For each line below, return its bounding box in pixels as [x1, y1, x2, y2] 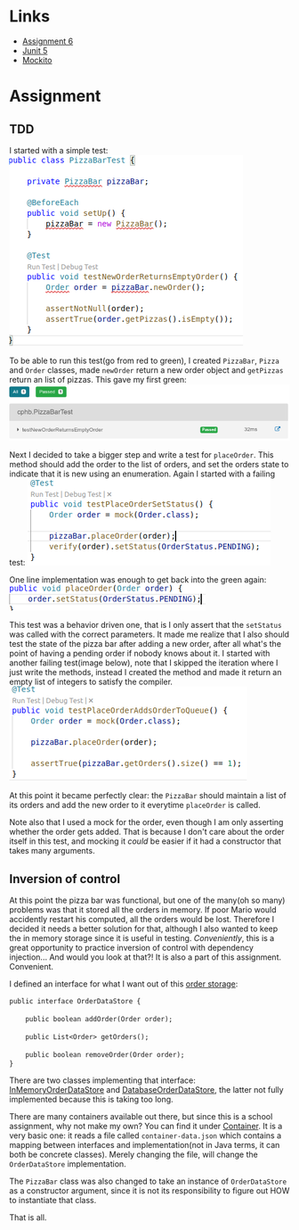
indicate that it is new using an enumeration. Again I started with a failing [9, 468, 276, 479]
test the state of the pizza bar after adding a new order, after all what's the [9, 639, 282, 649]
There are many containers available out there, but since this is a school [9, 1110, 273, 1121]
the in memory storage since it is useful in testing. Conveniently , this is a [9, 932, 275, 943]
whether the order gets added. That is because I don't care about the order [9, 827, 285, 838]
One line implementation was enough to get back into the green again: [9, 574, 267, 585]
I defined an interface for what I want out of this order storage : [9, 978, 238, 989]
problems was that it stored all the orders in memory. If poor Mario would [9, 904, 278, 915]
